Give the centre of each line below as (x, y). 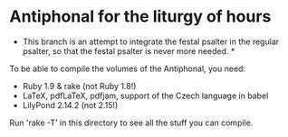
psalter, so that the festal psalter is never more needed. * (129, 50)
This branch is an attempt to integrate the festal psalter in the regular (151, 41)
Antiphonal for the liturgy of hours (140, 17)
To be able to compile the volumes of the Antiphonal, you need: (128, 68)
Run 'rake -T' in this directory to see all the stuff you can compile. (131, 123)
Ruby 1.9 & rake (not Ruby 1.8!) (79, 86)
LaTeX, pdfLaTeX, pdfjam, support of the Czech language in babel (145, 96)
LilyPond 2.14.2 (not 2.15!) (70, 105)
